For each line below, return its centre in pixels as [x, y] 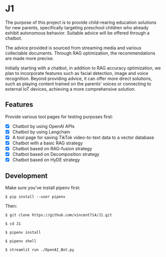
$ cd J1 [13, 224]
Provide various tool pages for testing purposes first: [59, 117]
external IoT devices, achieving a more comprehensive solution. [70, 89]
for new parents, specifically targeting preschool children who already [77, 27]
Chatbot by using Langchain [41, 131]
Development [27, 176]
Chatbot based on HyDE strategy [46, 160]
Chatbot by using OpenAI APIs [43, 126]
